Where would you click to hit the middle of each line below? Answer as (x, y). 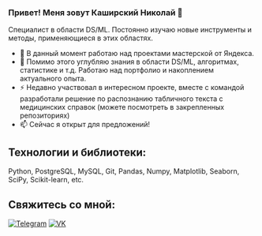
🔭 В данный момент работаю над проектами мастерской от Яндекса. (137, 54)
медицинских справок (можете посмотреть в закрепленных (122, 107)
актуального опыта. (53, 79)
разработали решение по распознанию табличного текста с (121, 99)
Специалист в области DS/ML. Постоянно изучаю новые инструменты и (130, 30)
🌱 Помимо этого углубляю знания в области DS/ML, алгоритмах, (129, 62)
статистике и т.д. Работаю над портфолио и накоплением (117, 70)
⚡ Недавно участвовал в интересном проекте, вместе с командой (132, 88)
